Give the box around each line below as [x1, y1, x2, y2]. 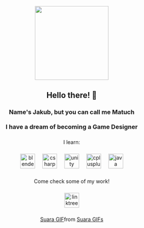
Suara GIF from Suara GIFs [40, 216, 103, 223]
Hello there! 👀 [46, 90, 98, 100]
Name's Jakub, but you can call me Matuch [9, 108, 135, 116]
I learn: [63, 139, 81, 146]
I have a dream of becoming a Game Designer [5, 123, 138, 131]
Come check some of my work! [34, 178, 110, 185]
